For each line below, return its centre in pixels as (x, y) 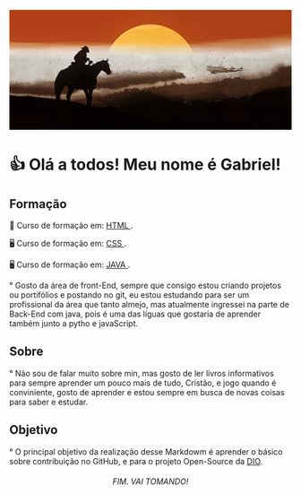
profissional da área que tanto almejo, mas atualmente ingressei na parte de (149, 305)
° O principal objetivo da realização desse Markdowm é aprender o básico (146, 451)
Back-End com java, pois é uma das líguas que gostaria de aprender (135, 314)
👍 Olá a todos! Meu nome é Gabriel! (145, 165)
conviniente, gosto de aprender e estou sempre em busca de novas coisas (147, 392)
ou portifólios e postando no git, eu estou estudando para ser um (129, 295)
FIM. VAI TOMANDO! (150, 481)
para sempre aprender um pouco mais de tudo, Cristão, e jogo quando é (143, 383)
